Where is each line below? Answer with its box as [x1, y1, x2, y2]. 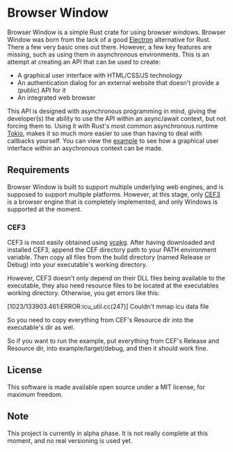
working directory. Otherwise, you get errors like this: [7, 289, 160, 297]
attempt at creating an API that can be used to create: [7, 57, 161, 66]
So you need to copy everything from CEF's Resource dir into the [7, 316, 194, 324]
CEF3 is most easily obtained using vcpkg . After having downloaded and [7, 239, 216, 247]
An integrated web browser [17, 93, 96, 102]
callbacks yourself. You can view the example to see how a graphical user [7, 136, 219, 144]
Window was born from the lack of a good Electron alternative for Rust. [7, 35, 211, 43]
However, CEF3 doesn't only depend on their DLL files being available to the [7, 274, 226, 282]
